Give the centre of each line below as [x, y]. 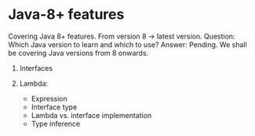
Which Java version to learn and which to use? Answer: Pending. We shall [127, 44]
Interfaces [36, 68]
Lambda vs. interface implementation [91, 115]
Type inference [56, 123]
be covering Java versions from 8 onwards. [78, 53]
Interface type [54, 107]
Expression [49, 98]
